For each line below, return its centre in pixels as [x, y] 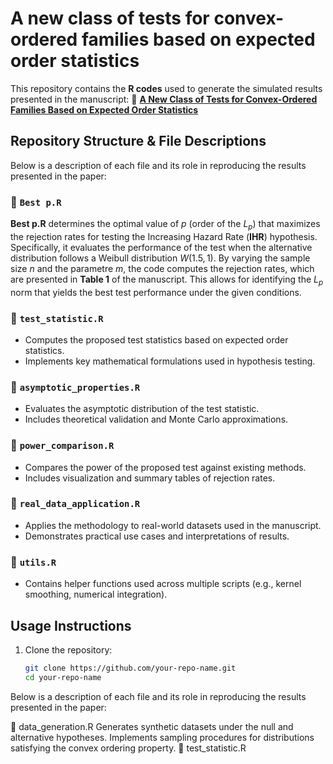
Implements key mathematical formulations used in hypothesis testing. [170, 361]
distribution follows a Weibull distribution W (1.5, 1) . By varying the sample [160, 258]
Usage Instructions [71, 625]
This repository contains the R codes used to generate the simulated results [166, 88]
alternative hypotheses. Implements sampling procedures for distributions [162, 737]
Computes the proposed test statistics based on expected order [156, 339]
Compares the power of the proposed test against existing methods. [165, 467]
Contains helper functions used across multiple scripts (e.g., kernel [163, 584]
